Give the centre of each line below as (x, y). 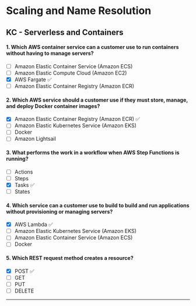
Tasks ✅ (24, 185)
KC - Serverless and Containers (65, 32)
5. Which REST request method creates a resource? (70, 258)
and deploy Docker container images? (53, 106)
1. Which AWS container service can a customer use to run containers (92, 47)
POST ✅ (24, 271)
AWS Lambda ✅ (34, 225)
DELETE (24, 291)
